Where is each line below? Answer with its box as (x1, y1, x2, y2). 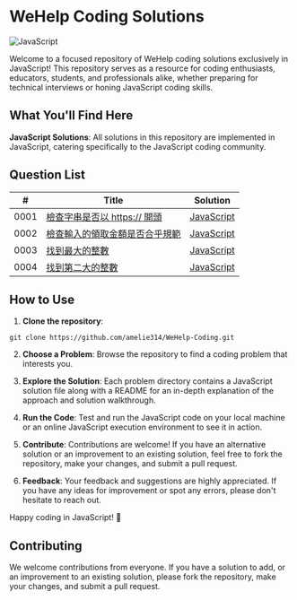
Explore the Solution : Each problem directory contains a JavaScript (22, 376, 273, 387)
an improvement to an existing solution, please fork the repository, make (9, 571, 276, 582)
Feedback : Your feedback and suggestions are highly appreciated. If (22, 475, 277, 486)
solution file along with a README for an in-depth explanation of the (22, 386, 275, 396)
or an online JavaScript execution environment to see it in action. (22, 422, 263, 432)
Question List (9, 168, 85, 183)
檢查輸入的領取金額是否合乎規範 (46, 227, 181, 239)
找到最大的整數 (46, 244, 109, 257)
